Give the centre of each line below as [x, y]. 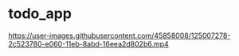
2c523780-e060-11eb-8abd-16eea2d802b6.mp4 [88, 43]
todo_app [40, 14]
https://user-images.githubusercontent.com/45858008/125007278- [119, 35]
